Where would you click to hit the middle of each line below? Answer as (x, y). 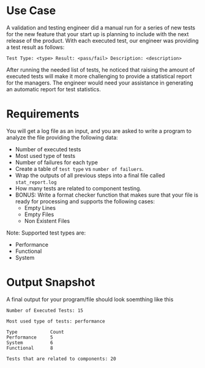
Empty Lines (40, 208)
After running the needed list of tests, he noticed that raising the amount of (101, 69)
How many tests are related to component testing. (78, 188)
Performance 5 (30, 337)
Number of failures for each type (56, 162)
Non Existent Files (47, 220)
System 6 (30, 343)
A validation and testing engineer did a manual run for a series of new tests (101, 28)
